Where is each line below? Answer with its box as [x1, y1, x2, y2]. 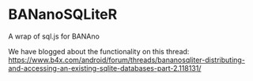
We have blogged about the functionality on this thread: [8, 46, 190, 56]
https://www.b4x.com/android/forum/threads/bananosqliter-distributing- [8, 55, 245, 64]
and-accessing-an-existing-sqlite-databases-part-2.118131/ [8, 63, 202, 72]
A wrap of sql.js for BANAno [8, 31, 100, 41]
